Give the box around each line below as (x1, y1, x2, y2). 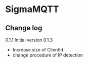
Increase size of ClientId (12, 47, 63, 52)
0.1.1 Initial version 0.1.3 (5, 37, 53, 43)
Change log (5, 24, 42, 32)
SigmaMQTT (5, 4, 59, 15)
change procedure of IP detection (12, 52, 83, 58)
